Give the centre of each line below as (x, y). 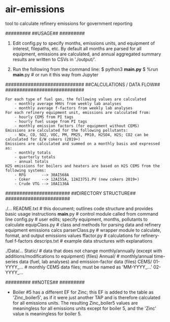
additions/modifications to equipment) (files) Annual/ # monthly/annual (79, 256)
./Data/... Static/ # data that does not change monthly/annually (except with (84, 251)
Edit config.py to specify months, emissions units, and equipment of (84, 43)
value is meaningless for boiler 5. (47, 313)
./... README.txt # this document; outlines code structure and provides (79, 208)
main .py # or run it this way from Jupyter (56, 74)
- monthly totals (33, 153)
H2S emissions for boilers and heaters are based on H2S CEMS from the (82, 166)
